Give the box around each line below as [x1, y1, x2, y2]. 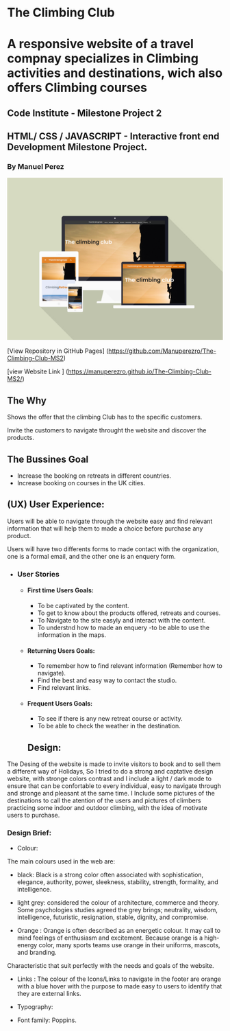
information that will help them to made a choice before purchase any [7, 524, 203, 533]
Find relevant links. [37, 684, 91, 692]
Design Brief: [7, 829, 52, 838]
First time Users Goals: [27, 586, 94, 594]
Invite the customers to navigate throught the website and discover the [7, 426, 207, 435]
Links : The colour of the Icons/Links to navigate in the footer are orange [16, 975, 221, 983]
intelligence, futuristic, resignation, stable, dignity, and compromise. [16, 913, 209, 921]
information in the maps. [37, 631, 107, 639]
